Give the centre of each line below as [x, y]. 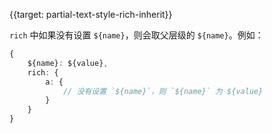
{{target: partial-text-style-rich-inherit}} [91, 14]
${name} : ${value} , [68, 63]
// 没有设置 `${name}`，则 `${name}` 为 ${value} [163, 91]
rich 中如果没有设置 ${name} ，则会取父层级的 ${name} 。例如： [136, 35]
